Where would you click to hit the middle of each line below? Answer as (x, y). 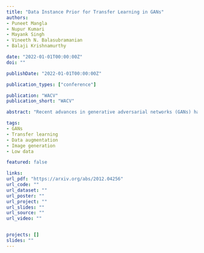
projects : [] (23, 235)
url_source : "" (25, 213)
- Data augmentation (32, 140)
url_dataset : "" (27, 190)
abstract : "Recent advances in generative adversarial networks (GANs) (99, 112)
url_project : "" (27, 201)
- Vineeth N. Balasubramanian (45, 40)
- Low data (20, 151)
